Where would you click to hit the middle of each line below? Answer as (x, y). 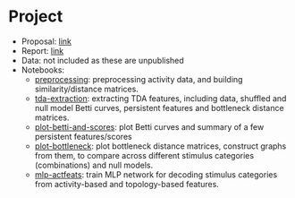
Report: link (42, 50)
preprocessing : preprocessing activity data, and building (139, 79)
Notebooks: (42, 70)
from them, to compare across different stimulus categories (144, 155)
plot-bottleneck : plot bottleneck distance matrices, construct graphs (160, 146)
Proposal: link (46, 41)
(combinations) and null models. (94, 165)
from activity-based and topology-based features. (127, 184)
